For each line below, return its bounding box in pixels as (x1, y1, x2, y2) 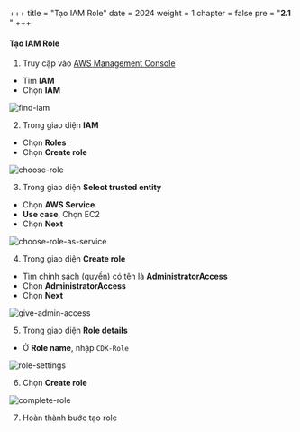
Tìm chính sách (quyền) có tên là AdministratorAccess (22, 271, 228, 282)
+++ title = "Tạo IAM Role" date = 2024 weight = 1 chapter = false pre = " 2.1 (9, 8, 291, 18)
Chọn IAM (22, 85, 61, 96)
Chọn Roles (22, 137, 67, 148)
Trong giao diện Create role (22, 253, 126, 264)
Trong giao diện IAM (22, 120, 99, 131)
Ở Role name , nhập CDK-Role (22, 343, 129, 354)
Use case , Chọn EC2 (22, 209, 101, 220)
